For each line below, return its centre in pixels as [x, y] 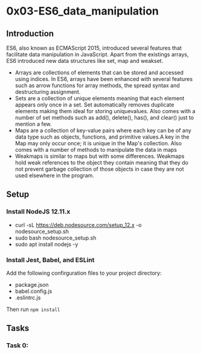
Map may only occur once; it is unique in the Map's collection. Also [98, 143]
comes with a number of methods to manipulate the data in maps [96, 150]
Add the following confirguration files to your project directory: [84, 273]
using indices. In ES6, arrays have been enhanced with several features [104, 79]
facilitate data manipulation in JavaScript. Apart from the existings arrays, [97, 54]
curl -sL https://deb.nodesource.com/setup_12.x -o [78, 225]
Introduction [30, 34]
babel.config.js [33, 291]
